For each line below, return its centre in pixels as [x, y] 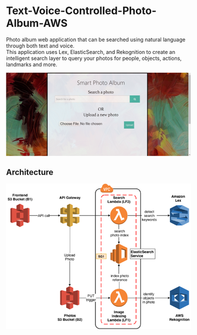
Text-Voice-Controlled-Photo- [81, 11]
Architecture [30, 172]
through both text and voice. [40, 46]
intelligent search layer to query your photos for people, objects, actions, [94, 58]
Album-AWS [37, 23]
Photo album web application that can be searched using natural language [96, 39]
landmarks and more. [32, 64]
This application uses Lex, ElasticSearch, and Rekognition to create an [91, 52]
